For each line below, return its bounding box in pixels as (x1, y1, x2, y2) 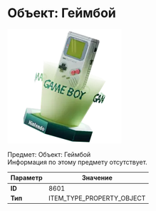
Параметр (10, 173, 43, 182)
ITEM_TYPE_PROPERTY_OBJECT (48, 194, 146, 202)
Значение (81, 173, 113, 182)
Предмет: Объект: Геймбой (7, 150, 91, 158)
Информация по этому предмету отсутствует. (7, 158, 147, 166)
